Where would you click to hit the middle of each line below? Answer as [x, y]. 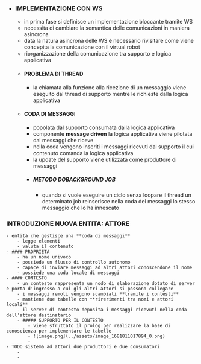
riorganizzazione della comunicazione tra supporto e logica [97, 54]
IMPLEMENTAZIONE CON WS [59, 8]
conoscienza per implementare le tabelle [59, 331]
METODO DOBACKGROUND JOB [74, 180]
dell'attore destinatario [39, 315]
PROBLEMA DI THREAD [54, 74]
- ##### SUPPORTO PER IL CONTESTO [60, 320]
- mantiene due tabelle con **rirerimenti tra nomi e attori [95, 299]
